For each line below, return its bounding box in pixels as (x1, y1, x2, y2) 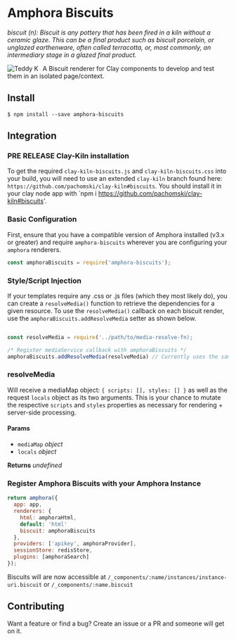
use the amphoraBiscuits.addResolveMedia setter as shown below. (7, 314, 197, 322)
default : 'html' (20, 521, 68, 528)
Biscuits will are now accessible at (7, 572, 107, 581)
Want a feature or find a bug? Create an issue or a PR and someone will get (7, 619, 225, 628)
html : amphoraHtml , (20, 514, 77, 521)
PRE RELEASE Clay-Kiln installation (7, 151, 130, 161)
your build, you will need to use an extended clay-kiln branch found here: (7, 174, 223, 183)
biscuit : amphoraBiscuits (20, 527, 96, 534)
